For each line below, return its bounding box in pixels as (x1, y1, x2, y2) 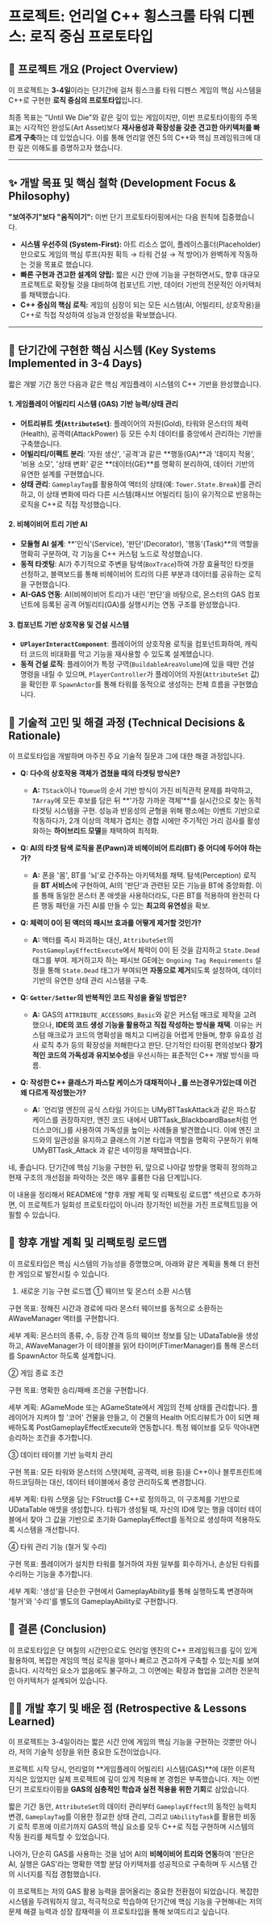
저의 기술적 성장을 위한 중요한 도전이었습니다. (19, 1747, 161, 1757)
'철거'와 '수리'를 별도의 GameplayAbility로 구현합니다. (8, 1596, 179, 1605)
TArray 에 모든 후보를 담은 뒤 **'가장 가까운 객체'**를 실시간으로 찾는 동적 (31, 795, 262, 805)
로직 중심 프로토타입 (29, 27, 153, 46)
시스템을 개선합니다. (16, 1525, 80, 1534)
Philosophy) (8, 189, 71, 203)
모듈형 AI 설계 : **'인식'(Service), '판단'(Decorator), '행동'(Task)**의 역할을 (19, 539, 260, 549)
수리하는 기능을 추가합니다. (8, 1569, 93, 1579)
